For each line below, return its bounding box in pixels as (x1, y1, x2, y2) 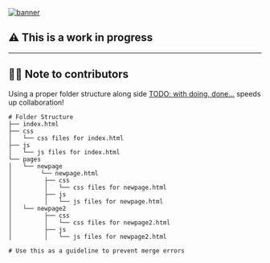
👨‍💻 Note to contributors (8, 68, 129, 81)
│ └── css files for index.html (8, 134, 125, 142)
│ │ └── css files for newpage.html (8, 183, 167, 191)
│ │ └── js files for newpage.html (8, 197, 163, 205)
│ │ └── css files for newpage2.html (8, 218, 171, 227)
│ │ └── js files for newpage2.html (8, 232, 167, 240)
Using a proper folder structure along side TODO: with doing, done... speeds (8, 88, 261, 98)
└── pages (8, 155, 42, 163)
